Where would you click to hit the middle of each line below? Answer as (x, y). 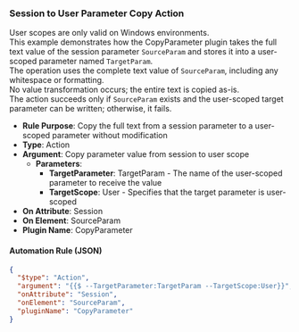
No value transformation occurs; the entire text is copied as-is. (125, 90)
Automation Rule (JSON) (56, 250)
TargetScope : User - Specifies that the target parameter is (157, 192)
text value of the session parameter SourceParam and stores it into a (133, 52)
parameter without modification (110, 136)
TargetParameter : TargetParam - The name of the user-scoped (166, 173)
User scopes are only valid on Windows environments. (109, 33)
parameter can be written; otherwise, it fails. (91, 109)
